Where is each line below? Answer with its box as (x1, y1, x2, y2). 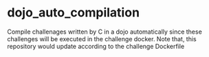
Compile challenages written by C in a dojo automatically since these (7, 27, 203, 36)
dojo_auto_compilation (7, 5, 140, 21)
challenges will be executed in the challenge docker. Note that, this (7, 34, 197, 43)
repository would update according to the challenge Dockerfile (7, 42, 185, 50)
